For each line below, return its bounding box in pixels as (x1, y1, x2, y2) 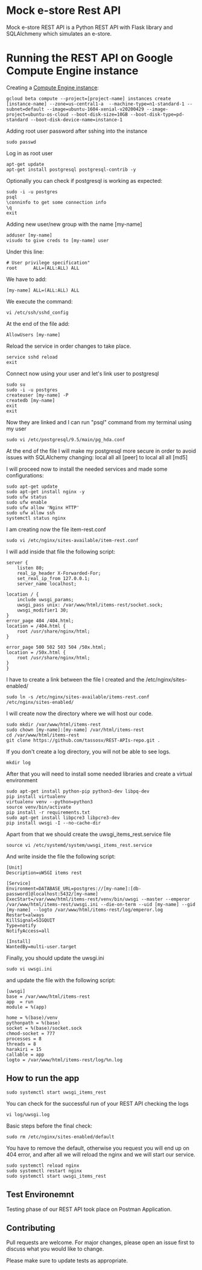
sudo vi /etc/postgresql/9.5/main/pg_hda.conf (6, 436, 125, 442)
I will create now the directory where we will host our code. (6, 710, 153, 717)
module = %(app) (6, 1004, 47, 1010)
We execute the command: (6, 298, 73, 305)
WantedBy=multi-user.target (6, 943, 77, 949)
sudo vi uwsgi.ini (6, 966, 52, 972)
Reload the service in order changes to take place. (6, 342, 131, 349)
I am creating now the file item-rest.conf (6, 526, 107, 533)
